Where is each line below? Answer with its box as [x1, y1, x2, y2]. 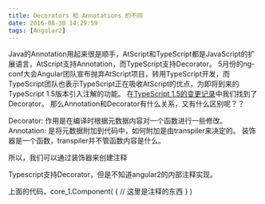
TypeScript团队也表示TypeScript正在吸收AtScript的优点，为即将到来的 [8, 79, 239, 88]
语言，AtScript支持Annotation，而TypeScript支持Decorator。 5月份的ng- [14, 59, 255, 69]
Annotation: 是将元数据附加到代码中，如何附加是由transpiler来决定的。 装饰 [8, 126, 256, 135]
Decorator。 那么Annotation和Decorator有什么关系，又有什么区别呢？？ [8, 99, 245, 108]
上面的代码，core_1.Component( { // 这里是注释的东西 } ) [8, 186, 193, 196]
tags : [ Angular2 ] [8, 26, 66, 34]
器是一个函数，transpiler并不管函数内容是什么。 [8, 136, 166, 146]
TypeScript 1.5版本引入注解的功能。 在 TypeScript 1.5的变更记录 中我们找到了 [8, 89, 258, 99]
